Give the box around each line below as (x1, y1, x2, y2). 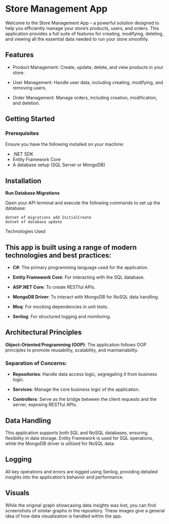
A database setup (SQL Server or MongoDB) (12, 162, 105, 168)
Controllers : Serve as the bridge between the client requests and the (12, 396, 157, 402)
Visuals (5, 489, 29, 497)
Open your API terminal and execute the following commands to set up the (5, 200, 160, 206)
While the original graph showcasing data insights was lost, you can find (5, 502, 156, 508)
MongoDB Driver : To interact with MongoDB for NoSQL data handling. (12, 294, 159, 300)
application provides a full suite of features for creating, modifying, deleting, (5, 30, 164, 36)
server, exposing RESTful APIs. (12, 401, 77, 408)
